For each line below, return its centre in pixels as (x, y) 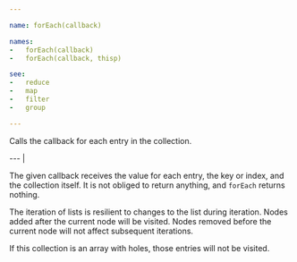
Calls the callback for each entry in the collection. (101, 140)
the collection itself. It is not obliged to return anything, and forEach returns (147, 185)
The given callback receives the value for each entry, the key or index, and (147, 175)
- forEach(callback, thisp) (66, 58)
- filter (30, 99)
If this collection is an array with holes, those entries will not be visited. (140, 248)
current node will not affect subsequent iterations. (102, 231)
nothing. (25, 194)
